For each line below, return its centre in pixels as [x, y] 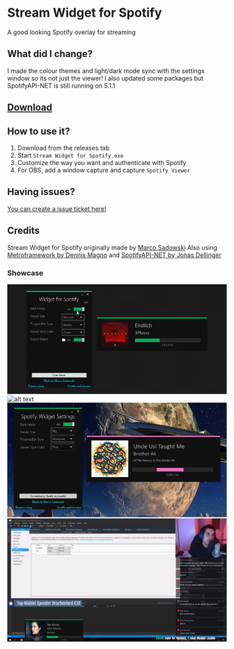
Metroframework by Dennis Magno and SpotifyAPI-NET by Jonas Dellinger [114, 255]
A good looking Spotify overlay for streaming [71, 32]
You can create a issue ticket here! [57, 209]
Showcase [25, 273]
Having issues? [41, 192]
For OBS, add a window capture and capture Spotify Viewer [103, 170]
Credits [24, 231]
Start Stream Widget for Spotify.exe [70, 155]
